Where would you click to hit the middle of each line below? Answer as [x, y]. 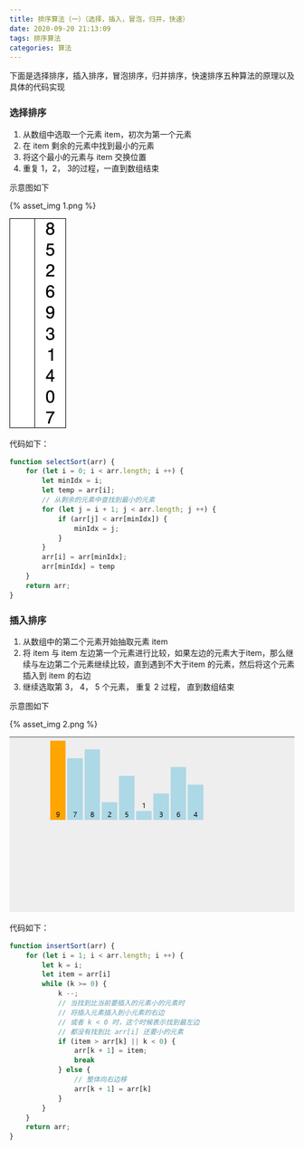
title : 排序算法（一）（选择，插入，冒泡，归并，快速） [100, 19]
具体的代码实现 [37, 87]
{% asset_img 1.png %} [53, 205]
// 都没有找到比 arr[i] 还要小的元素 [120, 1031]
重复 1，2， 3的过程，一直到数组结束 [91, 168]
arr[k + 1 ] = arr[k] [113, 1089]
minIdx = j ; [96, 528]
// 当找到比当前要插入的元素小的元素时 [121, 1003]
